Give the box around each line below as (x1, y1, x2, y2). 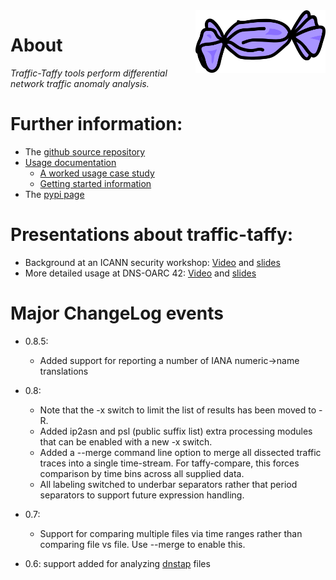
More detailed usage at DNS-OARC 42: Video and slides (24, 267, 257, 279)
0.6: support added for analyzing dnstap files (24, 557, 211, 569)
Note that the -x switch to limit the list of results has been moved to (39, 404, 317, 416)
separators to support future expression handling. (39, 489, 245, 501)
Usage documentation (24, 156, 117, 168)
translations (39, 365, 89, 377)
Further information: (10, 113, 183, 136)
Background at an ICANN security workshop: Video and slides (24, 256, 281, 268)
